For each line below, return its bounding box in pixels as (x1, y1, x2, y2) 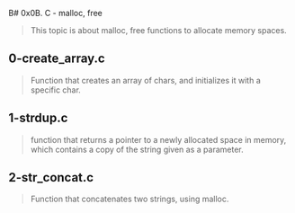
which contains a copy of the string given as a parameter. (30, 144, 244, 155)
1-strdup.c (8, 111, 68, 126)
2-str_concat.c (8, 170, 94, 185)
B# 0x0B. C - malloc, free (8, 8, 103, 18)
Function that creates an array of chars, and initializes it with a (30, 75, 262, 85)
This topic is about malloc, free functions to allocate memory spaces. (30, 25, 287, 35)
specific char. (30, 84, 82, 95)
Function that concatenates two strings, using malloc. (30, 193, 229, 205)
